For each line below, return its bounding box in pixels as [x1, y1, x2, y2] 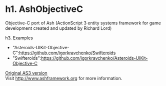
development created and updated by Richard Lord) [5, 25, 112, 31]
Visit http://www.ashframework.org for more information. [5, 75, 122, 81]
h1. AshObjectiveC [5, 3, 83, 15]
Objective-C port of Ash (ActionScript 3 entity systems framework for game [5, 20, 161, 26]
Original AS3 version [5, 70, 47, 76]
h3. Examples [5, 35, 33, 41]
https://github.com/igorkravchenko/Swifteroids [19, 50, 116, 56]
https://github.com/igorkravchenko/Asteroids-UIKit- [40, 55, 148, 61]
